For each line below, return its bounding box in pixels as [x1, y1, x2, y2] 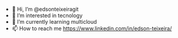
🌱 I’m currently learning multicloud [11, 18, 97, 25]
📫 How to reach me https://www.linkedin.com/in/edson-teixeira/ [11, 25, 172, 32]
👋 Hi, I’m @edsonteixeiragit [11, 6, 79, 12]
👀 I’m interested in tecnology [11, 12, 83, 19]
